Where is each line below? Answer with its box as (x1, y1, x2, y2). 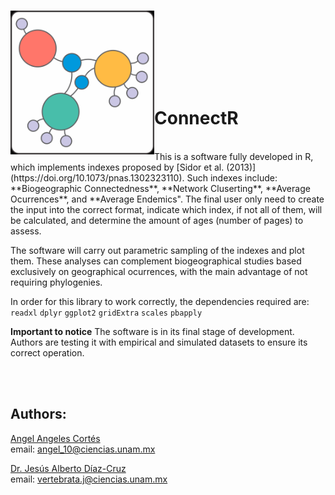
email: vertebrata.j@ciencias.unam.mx (10, 473, 168, 485)
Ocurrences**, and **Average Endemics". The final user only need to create (10, 193, 325, 205)
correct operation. (10, 346, 85, 359)
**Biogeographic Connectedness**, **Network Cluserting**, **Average (10, 182, 311, 194)
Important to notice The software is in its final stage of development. (10, 325, 295, 337)
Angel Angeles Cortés (10, 432, 101, 444)
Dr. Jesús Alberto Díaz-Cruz (10, 462, 127, 474)
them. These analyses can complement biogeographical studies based (10, 255, 302, 267)
